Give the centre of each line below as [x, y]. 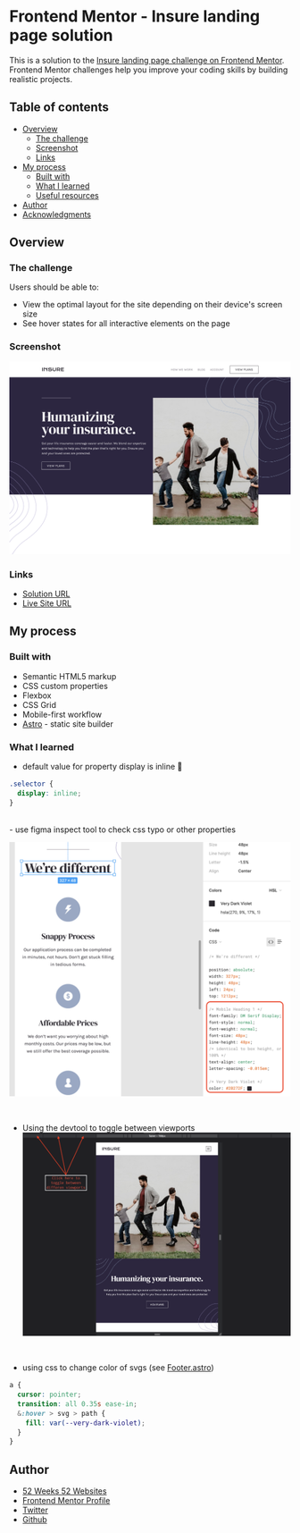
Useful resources [67, 195]
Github [34, 1520]
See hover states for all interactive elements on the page [126, 324]
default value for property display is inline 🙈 [102, 767]
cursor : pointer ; [50, 1395]
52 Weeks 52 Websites [64, 1491]
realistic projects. [41, 79]
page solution [61, 35]
